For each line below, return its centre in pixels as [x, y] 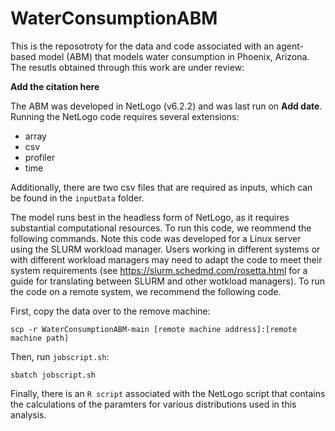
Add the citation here [55, 86]
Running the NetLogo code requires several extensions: [125, 116]
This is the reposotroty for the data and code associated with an [142, 46]
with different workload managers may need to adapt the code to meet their [166, 259]
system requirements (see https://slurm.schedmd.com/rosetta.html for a [159, 270]
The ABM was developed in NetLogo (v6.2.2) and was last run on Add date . [166, 106]
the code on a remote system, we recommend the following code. [146, 291]
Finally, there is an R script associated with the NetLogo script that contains [168, 393]
